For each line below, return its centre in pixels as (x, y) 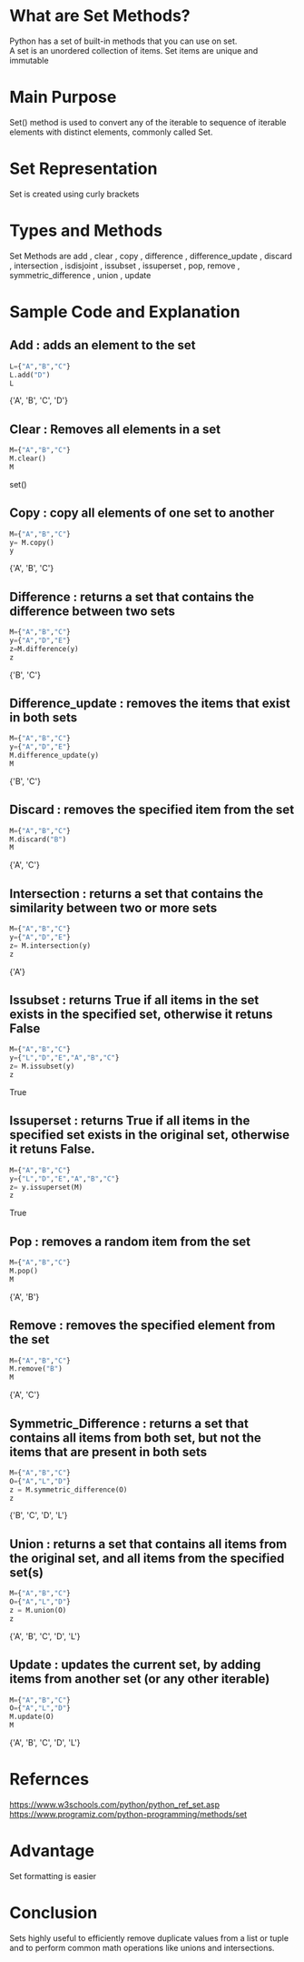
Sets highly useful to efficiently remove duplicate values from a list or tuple (149, 1937)
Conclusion (54, 1913)
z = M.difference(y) (44, 649)
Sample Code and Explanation (125, 312)
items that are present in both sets (108, 1452)
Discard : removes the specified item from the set (152, 810)
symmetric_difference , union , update (80, 275)
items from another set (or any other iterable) (140, 1679)
